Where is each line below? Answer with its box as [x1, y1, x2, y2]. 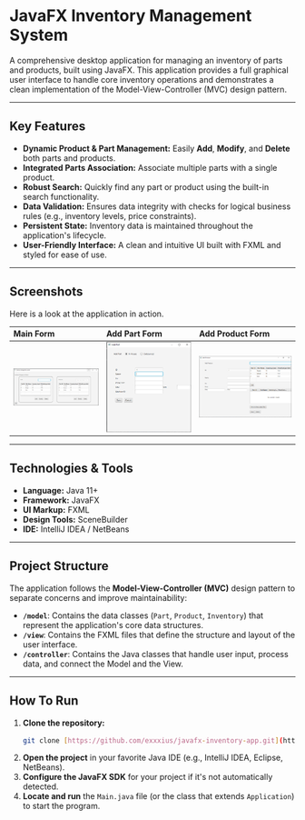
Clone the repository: [22, 717, 105, 728]
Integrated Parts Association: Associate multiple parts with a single [22, 162, 278, 173]
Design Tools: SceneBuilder [22, 514, 129, 525]
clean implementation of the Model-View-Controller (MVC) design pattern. [9, 84, 288, 95]
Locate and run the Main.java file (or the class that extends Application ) [22, 791, 295, 802]
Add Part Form [105, 328, 163, 339]
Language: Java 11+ [22, 485, 98, 495]
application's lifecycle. [22, 229, 107, 241]
